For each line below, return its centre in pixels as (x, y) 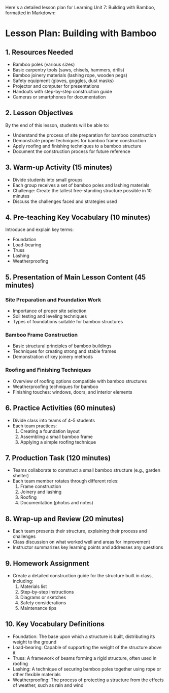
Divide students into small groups (47, 179)
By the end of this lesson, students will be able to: (57, 125)
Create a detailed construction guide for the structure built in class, (83, 575)
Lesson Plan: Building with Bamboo (81, 33)
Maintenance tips (38, 608)
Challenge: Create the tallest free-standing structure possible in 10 (82, 190)
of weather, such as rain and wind (48, 685)
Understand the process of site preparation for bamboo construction (84, 135)
